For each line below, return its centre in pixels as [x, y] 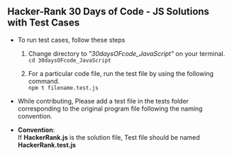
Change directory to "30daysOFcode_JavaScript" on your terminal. [127, 53]
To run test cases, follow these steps [71, 40]
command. [44, 81]
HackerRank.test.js [47, 145]
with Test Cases [44, 23]
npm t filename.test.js [63, 88]
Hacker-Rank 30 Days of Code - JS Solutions [108, 12]
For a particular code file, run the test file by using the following [121, 73]
